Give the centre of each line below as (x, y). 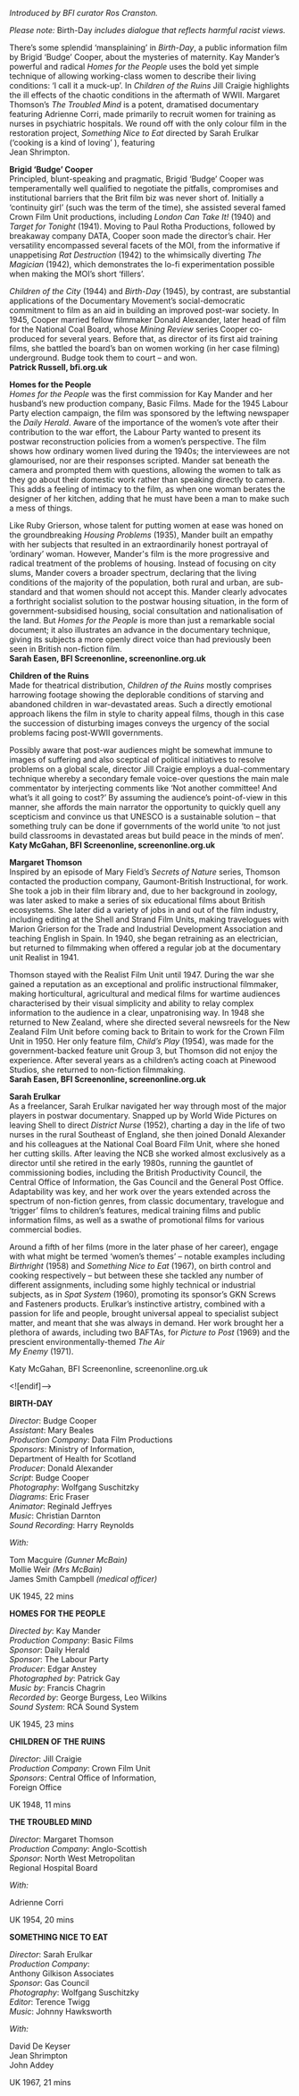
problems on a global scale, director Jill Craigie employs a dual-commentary (149, 769)
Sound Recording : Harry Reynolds (72, 1525)
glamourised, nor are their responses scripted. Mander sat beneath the (140, 461)
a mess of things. (41, 508)
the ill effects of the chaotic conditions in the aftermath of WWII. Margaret (145, 95)
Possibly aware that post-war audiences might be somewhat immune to (141, 750)
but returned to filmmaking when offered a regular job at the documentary (145, 948)
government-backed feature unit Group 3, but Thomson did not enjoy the (144, 1051)
